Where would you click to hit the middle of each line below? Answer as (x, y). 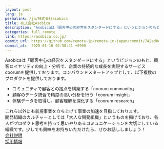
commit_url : (17, 41)
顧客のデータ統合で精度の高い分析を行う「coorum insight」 (72, 95)
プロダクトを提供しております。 (37, 78)
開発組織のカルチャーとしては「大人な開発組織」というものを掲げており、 (80, 117)
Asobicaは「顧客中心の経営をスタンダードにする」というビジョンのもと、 (79, 60)
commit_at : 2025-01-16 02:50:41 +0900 (46, 46)
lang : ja (14, 14)
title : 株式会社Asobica (28, 23)
